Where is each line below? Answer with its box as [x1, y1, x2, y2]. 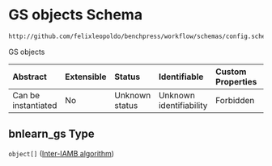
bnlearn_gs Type [8, 127, 95, 141]
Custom [215, 66, 247, 77]
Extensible [64, 71, 107, 82]
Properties [215, 76, 257, 87]
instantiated [12, 99, 57, 110]
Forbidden [215, 94, 255, 106]
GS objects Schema [8, 6, 143, 24]
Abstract [12, 71, 47, 82]
